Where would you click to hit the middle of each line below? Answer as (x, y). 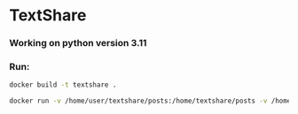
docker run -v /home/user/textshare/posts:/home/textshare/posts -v (138, 101)
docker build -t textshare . (63, 85)
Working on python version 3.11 (78, 43)
